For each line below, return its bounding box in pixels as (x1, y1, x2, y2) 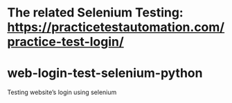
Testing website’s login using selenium (7, 88, 117, 97)
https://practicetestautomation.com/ (7, 19, 225, 35)
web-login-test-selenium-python (7, 65, 203, 81)
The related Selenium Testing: (7, 5, 184, 21)
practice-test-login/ (7, 34, 125, 49)
